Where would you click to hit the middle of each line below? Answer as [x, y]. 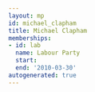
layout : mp [26, 16]
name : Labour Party [48, 53]
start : [26, 61]
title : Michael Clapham [48, 30]
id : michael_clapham [43, 23]
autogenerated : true [43, 75]
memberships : [30, 38]
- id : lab [25, 46]
